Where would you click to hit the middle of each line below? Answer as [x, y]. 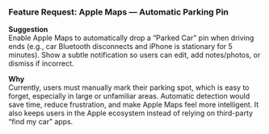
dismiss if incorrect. [41, 63]
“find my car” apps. [41, 122]
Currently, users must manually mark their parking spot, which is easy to [129, 87]
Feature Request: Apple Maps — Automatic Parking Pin [118, 12]
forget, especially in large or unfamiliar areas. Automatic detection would [129, 96]
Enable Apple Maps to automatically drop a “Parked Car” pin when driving [131, 38]
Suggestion [28, 30]
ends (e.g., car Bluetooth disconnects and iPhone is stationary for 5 [120, 47]
